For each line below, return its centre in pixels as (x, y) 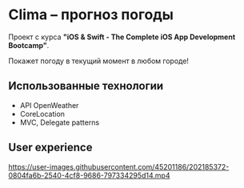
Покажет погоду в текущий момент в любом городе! (99, 61)
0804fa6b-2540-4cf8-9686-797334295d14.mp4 (89, 175)
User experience (50, 148)
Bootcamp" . (29, 45)
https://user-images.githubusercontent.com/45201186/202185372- (119, 166)
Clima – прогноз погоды (91, 15)
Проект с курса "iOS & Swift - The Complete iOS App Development (122, 37)
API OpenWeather (49, 105)
